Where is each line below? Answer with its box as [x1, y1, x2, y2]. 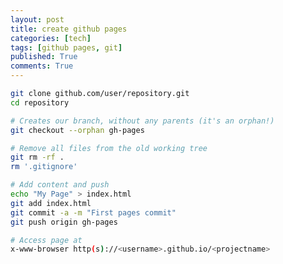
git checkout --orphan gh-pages [10, 125, 145, 135]
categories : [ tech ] [10, 33, 92, 43]
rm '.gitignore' [10, 162, 78, 172]
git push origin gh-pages [10, 217, 118, 227]
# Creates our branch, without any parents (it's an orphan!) [10, 116, 275, 126]
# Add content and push [10, 180, 110, 190]
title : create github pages [10, 24, 128, 34]
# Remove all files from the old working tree [10, 143, 208, 153]
